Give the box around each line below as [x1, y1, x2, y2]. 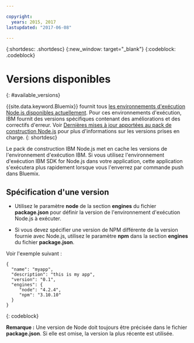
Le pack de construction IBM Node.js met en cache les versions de [6, 145, 168, 153]
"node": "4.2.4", [19, 287, 61, 293]
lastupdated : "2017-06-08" [6, 25, 72, 30]
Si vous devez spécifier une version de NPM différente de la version [14, 226, 178, 234]
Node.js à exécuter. [14, 215, 61, 222]
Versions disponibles [6, 72, 111, 85]
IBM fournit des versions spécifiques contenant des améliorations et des [6, 115, 181, 123]
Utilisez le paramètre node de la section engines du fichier [14, 203, 157, 210]
